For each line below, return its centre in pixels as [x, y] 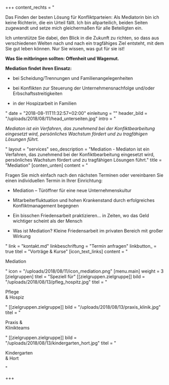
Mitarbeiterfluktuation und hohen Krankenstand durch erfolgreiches [83, 200]
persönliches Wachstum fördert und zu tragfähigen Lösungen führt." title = [83, 160]
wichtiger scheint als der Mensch [48, 221]
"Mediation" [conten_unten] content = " [47, 165]
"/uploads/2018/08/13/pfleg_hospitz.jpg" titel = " [56, 282]
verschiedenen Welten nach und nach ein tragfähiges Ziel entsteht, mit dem [85, 43]
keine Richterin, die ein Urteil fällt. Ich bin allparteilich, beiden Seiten [77, 23]
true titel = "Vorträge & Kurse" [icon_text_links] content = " [67, 251]
